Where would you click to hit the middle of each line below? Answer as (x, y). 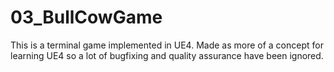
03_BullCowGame (86, 17)
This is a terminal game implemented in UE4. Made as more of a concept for (167, 45)
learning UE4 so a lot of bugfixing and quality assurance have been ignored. (167, 55)
